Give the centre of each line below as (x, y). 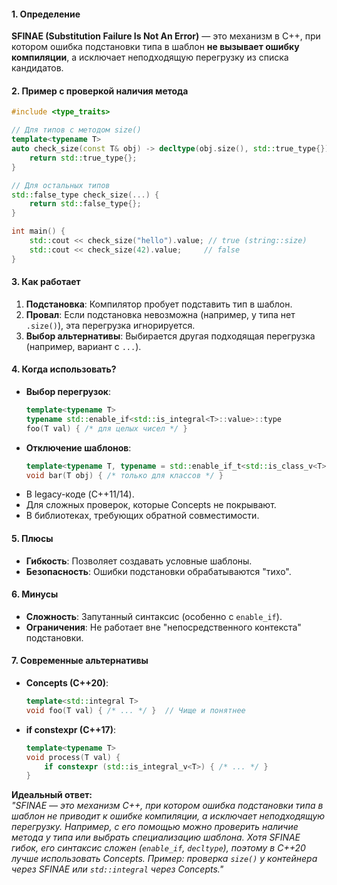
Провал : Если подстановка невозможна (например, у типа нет (160, 314)
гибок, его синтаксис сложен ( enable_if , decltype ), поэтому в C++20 (158, 848)
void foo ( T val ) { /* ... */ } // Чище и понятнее (135, 710)
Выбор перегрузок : (68, 392)
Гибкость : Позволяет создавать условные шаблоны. (139, 561)
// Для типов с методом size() (76, 130)
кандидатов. (37, 68)
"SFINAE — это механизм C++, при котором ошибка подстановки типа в (167, 806)
